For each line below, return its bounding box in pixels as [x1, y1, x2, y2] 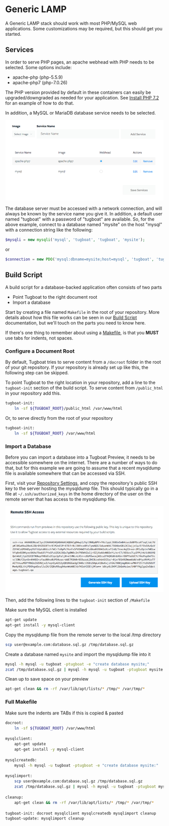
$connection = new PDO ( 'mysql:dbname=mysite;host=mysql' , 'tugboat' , [5, 257, 154, 262]
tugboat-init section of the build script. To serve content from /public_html [5, 385, 163, 391]
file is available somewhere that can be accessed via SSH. [5, 470, 126, 476]
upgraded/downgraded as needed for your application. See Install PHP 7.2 [5, 94, 159, 100]
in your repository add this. [5, 390, 61, 397]
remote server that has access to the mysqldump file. [5, 496, 116, 502]
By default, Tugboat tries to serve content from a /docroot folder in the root [5, 359, 161, 365]
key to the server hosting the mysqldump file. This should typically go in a [5, 485, 158, 491]
